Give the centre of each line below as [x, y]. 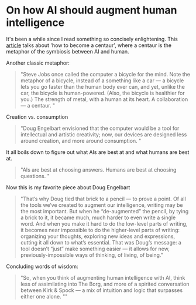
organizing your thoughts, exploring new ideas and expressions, [98, 236]
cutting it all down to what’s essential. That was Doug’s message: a [101, 242]
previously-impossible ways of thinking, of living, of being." [92, 255]
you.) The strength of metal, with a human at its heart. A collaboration [104, 99]
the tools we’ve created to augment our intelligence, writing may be [102, 205]
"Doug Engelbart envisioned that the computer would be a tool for [100, 128]
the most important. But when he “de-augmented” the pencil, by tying [104, 211]
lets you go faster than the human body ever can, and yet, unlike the [103, 86]
